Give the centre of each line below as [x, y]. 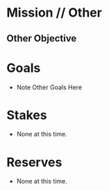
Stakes [27, 115]
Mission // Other [54, 13]
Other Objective [42, 38]
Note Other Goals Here [49, 87]
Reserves [34, 162]
